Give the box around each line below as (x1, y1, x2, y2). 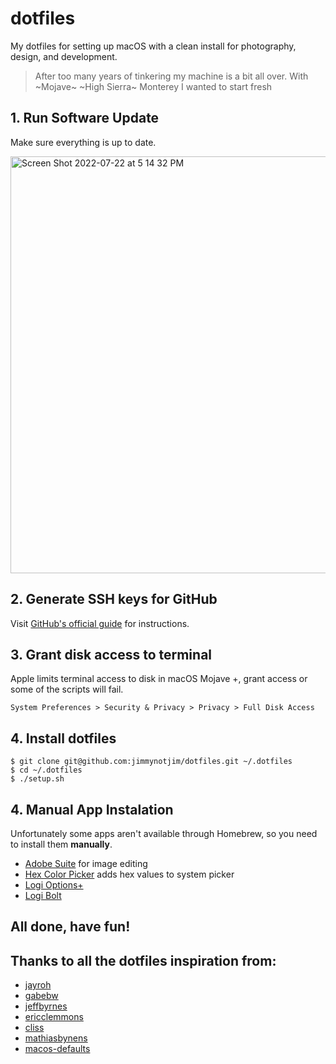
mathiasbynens (24, 1032, 88, 1044)
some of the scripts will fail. (10, 683, 124, 696)
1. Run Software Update (10, 110, 160, 127)
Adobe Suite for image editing (24, 858, 148, 869)
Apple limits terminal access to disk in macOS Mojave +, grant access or (10, 673, 308, 685)
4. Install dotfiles (10, 730, 117, 747)
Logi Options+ (24, 879, 84, 891)
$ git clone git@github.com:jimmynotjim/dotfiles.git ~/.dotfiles (10, 757, 293, 767)
